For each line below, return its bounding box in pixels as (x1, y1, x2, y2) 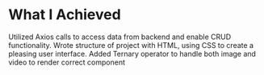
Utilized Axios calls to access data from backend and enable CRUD (8, 32, 232, 41)
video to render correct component (8, 57, 126, 67)
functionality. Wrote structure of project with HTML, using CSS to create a (8, 40, 254, 49)
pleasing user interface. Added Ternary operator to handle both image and (8, 49, 257, 58)
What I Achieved (8, 6, 121, 24)
